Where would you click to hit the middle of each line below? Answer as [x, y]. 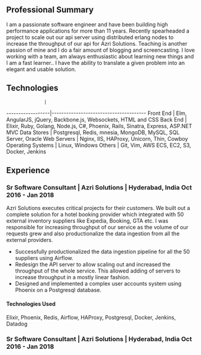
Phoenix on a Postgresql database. [58, 290]
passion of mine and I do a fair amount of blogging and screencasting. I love [100, 50]
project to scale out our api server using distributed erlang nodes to [90, 37]
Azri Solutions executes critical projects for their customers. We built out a [98, 208]
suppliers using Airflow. [44, 258]
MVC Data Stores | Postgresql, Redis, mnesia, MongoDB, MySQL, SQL [93, 132]
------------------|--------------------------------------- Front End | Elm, [97, 113]
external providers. [29, 240]
